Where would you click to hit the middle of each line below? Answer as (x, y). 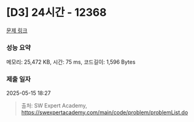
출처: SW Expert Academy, (54, 105)
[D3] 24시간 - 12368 (57, 12)
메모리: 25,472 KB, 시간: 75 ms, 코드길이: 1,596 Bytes (71, 62)
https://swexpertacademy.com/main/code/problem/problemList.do (105, 112)
